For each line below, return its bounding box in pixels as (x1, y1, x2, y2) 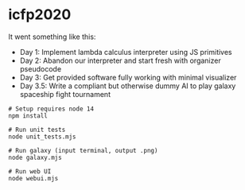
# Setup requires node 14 (8, 105, 94, 113)
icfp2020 (8, 6, 72, 24)
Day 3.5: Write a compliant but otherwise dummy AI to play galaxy (19, 81, 236, 91)
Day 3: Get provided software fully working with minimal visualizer (19, 72, 237, 82)
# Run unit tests (8, 126, 66, 134)
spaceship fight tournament (19, 89, 111, 99)
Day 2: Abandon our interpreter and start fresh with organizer (19, 56, 221, 65)
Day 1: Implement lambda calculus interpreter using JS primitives (19, 47, 232, 56)
